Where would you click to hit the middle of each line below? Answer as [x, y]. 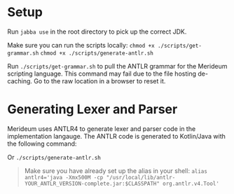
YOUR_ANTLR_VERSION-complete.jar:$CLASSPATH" [92, 183]
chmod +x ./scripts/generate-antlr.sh [97, 53]
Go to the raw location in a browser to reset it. [100, 81]
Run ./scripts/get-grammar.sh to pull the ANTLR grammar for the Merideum [117, 66]
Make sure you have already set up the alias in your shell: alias [116, 171]
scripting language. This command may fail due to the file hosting [102, 74]
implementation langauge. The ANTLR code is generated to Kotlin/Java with [117, 136]
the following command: [42, 144]
